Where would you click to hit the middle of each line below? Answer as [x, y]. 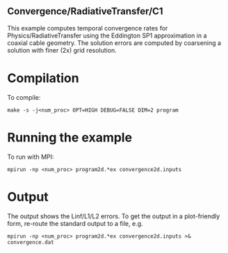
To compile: [24, 97]
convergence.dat [31, 242]
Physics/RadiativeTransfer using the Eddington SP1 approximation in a [107, 35]
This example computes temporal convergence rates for [88, 28]
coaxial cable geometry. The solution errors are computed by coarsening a [114, 43]
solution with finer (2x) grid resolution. [62, 50]
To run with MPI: [31, 157]
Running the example [70, 137]
